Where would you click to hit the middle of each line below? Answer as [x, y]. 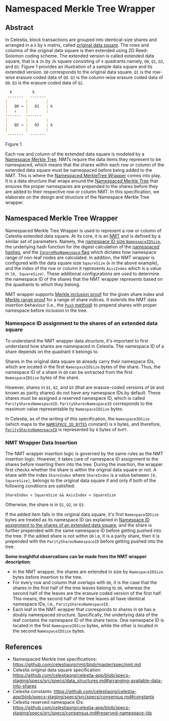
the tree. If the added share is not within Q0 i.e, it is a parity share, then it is [82, 536]
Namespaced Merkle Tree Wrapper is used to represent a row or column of [83, 231]
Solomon [15, 56]
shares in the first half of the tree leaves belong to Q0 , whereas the [81, 588]
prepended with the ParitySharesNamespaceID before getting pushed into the [84, 541]
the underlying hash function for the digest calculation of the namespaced [82, 247]
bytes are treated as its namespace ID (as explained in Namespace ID [77, 520]
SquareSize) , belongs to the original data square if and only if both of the [81, 481]
